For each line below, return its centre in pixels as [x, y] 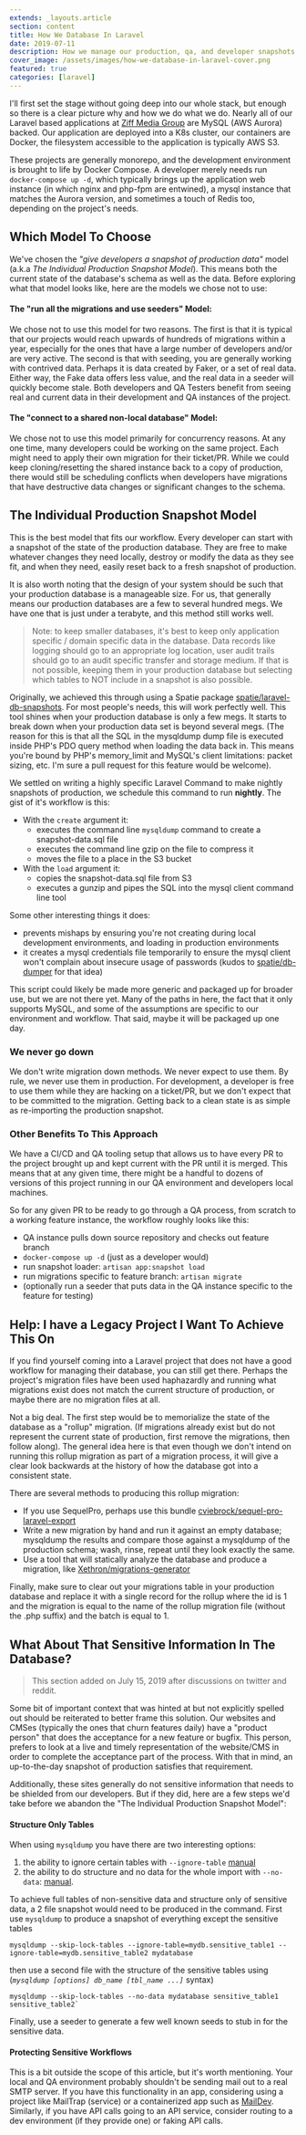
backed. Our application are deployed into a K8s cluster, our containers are [150, 132]
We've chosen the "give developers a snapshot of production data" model [149, 259]
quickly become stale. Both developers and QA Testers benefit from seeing [150, 387]
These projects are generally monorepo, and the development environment [150, 160]
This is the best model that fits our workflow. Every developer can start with [151, 537]
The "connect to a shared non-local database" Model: [114, 418]
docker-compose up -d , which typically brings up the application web [138, 179]
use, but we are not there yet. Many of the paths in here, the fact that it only [151, 999]
